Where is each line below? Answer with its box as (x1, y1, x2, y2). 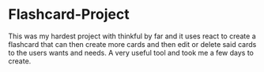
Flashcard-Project (8, 5, 130, 23)
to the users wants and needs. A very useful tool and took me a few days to (8, 48, 255, 57)
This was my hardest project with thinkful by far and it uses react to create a (8, 31, 257, 41)
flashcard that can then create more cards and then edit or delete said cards (8, 39, 257, 49)
